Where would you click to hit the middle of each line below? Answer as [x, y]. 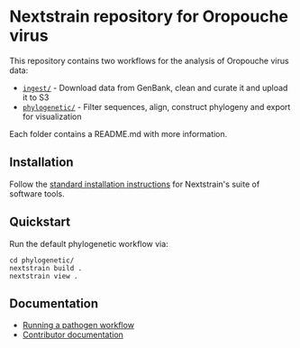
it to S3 [36, 97]
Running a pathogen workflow [78, 325]
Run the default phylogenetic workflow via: [89, 243]
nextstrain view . [44, 276]
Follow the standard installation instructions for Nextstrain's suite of [135, 184]
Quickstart [40, 222]
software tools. [37, 193]
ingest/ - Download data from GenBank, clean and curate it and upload [155, 87]
